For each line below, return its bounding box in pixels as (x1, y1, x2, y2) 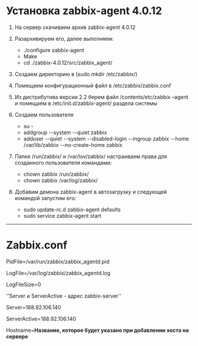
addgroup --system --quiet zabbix (23, 129, 107, 136)
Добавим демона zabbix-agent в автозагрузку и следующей (14, 188, 167, 195)
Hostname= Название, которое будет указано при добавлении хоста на (6, 327, 189, 334)
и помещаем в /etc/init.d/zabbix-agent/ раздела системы (14, 99, 157, 107)
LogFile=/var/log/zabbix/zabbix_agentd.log (6, 269, 111, 276)
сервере (6, 332, 28, 340)
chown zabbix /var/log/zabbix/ (23, 177, 98, 184)
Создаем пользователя (14, 111, 74, 118)
